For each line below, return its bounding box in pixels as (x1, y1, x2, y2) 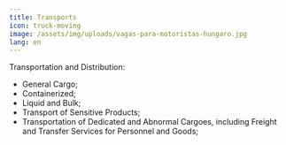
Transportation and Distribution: (9, 62, 126, 72)
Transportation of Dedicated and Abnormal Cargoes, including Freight (21, 117, 277, 127)
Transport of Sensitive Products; (21, 107, 141, 118)
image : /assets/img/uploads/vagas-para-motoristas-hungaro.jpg (9, 29, 248, 38)
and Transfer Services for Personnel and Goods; (21, 126, 199, 137)
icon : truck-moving (9, 21, 81, 30)
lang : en (9, 37, 42, 47)
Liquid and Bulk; (21, 98, 81, 109)
